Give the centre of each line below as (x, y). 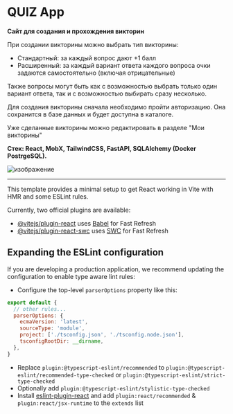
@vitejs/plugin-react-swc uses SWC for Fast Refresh (93, 231)
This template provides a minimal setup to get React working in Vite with (110, 189)
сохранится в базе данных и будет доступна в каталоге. (90, 114)
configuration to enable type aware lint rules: (71, 276)
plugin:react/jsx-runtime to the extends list (80, 403)
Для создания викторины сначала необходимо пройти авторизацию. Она (116, 107)
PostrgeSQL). (27, 156)
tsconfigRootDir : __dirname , (62, 341)
